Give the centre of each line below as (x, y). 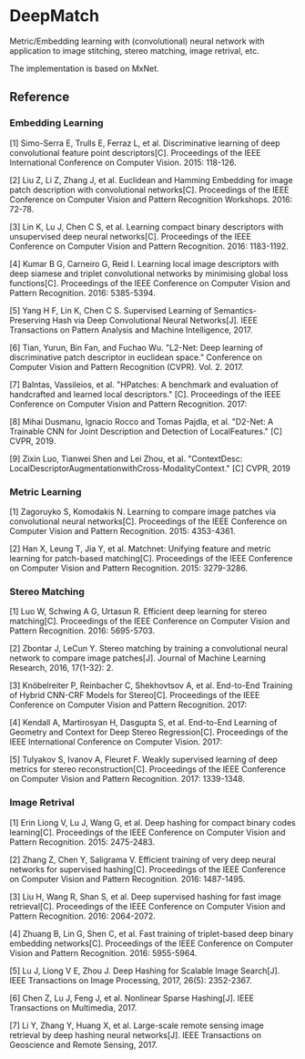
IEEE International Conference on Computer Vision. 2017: (116, 742)
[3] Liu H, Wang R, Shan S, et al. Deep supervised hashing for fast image (146, 896)
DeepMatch (55, 16)
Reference (40, 97)
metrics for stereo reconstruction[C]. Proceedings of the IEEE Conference (148, 769)
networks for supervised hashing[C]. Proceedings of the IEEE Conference (148, 869)
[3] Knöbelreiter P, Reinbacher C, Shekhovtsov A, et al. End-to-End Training (151, 685)
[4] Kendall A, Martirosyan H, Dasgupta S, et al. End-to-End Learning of (143, 723)
